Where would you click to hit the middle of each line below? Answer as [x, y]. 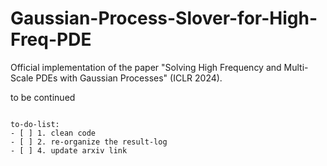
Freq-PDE [51, 39]
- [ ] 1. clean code [53, 133]
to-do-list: [35, 124]
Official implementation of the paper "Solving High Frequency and [146, 67]
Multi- [296, 67]
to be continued [43, 97]
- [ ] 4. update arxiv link [69, 150]
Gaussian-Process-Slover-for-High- [164, 18]
